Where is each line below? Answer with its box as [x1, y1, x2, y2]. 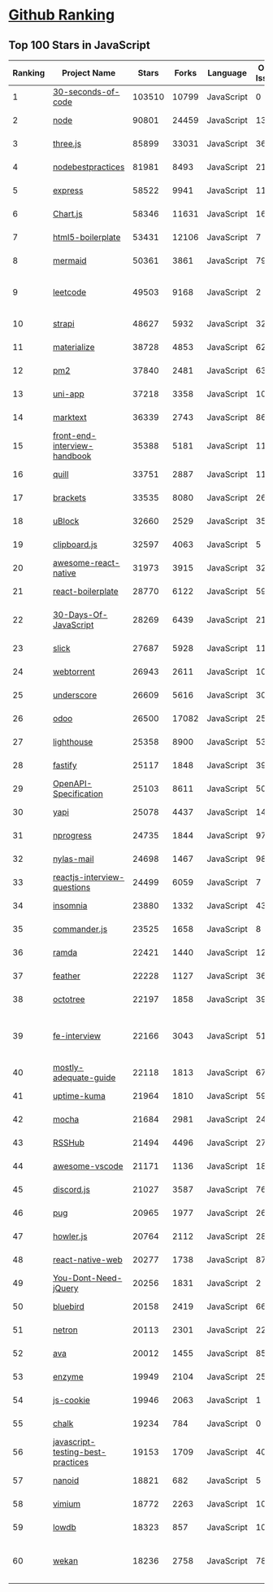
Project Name [62, 68, 116, 78]
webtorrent [52, 666, 96, 677]
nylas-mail [52, 853, 95, 864]
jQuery [52, 1283, 79, 1293]
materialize [52, 342, 95, 352]
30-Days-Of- [52, 609, 108, 620]
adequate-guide [52, 1072, 116, 1083]
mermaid [52, 255, 87, 266]
